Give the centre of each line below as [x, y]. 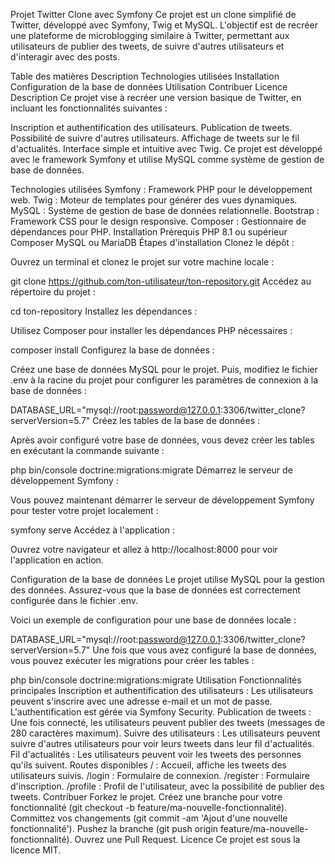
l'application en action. [57, 560]
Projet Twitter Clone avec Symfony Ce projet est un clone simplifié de [153, 14]
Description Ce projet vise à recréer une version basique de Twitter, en [156, 97]
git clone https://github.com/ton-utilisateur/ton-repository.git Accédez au [161, 281]
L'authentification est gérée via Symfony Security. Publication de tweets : [161, 712]
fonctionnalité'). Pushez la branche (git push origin [114, 828]
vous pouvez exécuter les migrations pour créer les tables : [132, 660]
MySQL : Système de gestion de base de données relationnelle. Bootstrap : [165, 210]
